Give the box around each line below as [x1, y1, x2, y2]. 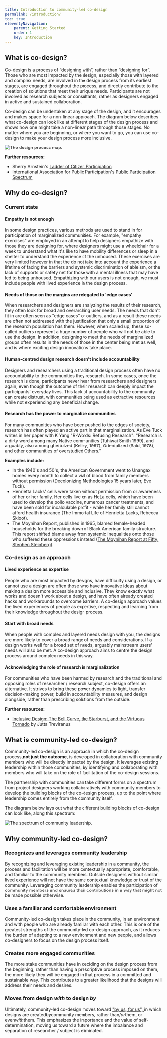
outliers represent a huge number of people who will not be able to [18, 329, 156, 335]
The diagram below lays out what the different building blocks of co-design [5, 805, 160, 811]
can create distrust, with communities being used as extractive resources [5, 394, 156, 400]
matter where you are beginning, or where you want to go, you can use [5, 129, 151, 135]
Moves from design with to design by [5, 995, 97, 1002]
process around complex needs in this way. [5, 653, 94, 659]
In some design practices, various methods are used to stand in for [5, 227, 143, 233]
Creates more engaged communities [5, 950, 95, 957]
